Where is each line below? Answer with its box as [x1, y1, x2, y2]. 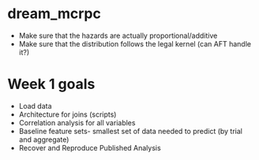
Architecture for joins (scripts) [18, 110, 117, 119]
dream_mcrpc [7, 5, 102, 23]
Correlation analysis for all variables [18, 117, 136, 127]
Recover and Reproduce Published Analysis [18, 143, 161, 152]
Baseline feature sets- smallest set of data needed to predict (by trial [18, 126, 242, 136]
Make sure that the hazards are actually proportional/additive [18, 31, 218, 40]
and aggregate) [18, 135, 69, 144]
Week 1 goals [7, 76, 96, 93]
